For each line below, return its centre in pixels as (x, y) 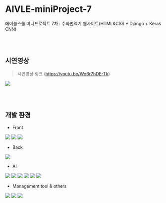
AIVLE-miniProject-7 (48, 9)
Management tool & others (39, 186)
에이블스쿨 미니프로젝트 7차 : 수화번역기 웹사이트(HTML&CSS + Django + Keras (83, 23)
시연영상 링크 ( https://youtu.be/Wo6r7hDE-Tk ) (63, 73)
